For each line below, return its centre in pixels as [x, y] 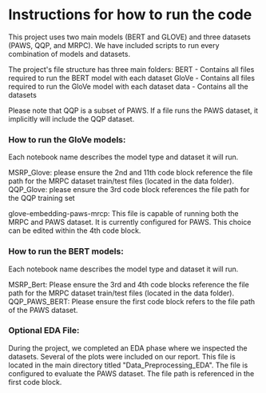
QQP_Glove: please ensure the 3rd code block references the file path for [129, 190]
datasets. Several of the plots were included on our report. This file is [122, 356]
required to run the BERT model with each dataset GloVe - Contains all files [132, 78]
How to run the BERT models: [66, 251]
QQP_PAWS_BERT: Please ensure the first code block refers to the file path [132, 301]
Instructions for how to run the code [130, 15]
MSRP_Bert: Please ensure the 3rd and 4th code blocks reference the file [129, 284]
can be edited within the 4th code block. [75, 231]
